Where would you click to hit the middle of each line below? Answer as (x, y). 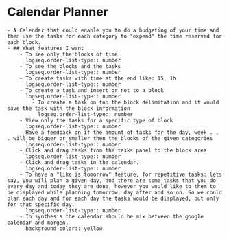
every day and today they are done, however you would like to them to (111, 186)
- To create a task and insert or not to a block (92, 90)
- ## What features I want (46, 48)
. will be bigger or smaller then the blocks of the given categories (110, 138)
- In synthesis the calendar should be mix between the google (112, 216)
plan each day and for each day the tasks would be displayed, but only (113, 198)
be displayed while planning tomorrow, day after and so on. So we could (115, 192)
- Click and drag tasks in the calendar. (79, 162)
